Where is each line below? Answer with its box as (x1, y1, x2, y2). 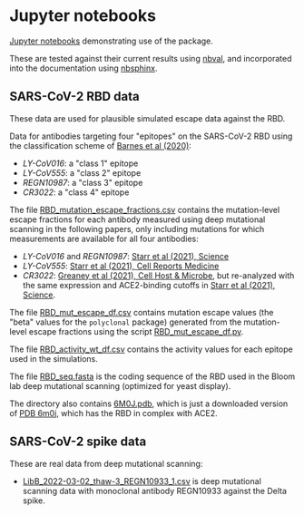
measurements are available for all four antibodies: (9, 233, 200, 244)
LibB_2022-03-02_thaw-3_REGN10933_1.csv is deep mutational (22, 475, 261, 486)
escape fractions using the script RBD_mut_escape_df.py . (28, 326, 244, 336)
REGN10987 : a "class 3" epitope (22, 177, 143, 188)
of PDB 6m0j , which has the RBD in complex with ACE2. (9, 407, 218, 418)
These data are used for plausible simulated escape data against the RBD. (9, 112, 286, 123)
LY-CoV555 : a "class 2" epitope (22, 167, 142, 178)
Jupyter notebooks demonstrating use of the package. (9, 35, 213, 46)
